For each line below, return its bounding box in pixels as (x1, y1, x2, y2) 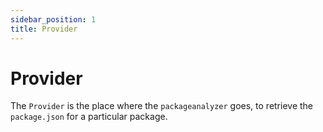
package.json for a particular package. (10, 111, 168, 123)
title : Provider (10, 24, 78, 34)
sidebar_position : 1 (10, 14, 97, 25)
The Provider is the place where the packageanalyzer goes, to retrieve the (10, 100, 314, 112)
